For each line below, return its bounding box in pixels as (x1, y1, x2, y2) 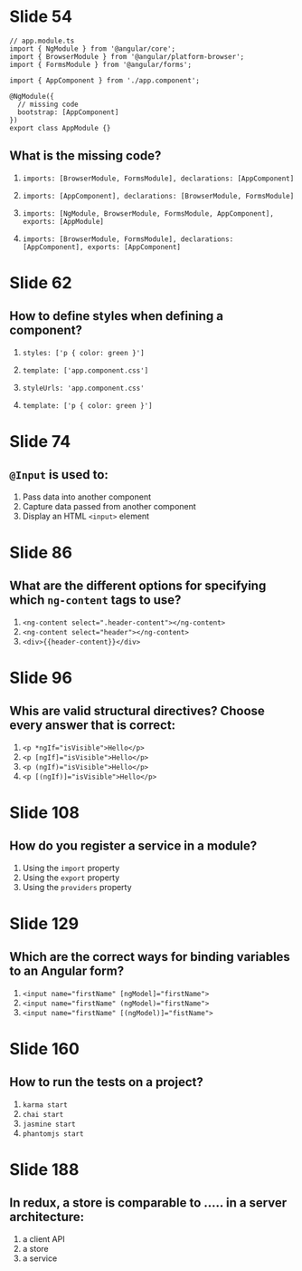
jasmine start (22, 1120, 76, 1129)
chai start (22, 1110, 64, 1119)
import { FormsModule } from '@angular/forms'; (9, 60, 193, 69)
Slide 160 (9, 1038, 80, 1059)
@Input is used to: (9, 467, 109, 482)
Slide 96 (9, 667, 72, 688)
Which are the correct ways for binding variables (9, 949, 291, 965)
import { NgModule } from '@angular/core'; (9, 44, 176, 53)
